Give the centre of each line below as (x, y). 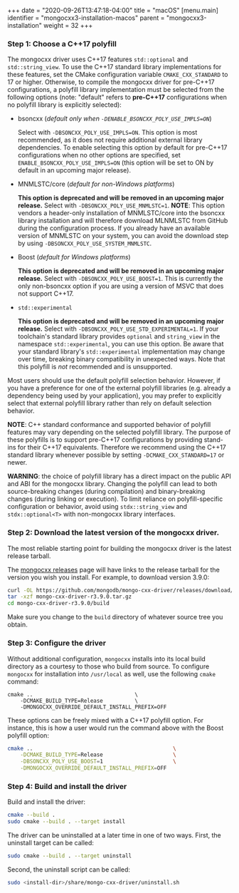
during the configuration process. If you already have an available (114, 228)
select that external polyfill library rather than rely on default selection (110, 403)
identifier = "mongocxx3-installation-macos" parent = (86, 18)
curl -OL (20, 590)
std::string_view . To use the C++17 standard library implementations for (115, 67)
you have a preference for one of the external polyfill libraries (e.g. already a (119, 388)
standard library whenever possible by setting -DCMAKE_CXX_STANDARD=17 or (116, 455)
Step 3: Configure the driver (57, 643)
